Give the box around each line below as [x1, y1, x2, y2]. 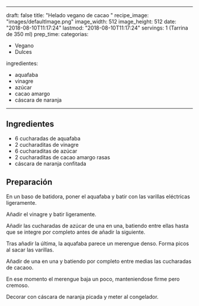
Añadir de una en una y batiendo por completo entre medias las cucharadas [6, 257, 191, 265]
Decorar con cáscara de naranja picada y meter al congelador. [6, 293, 159, 300]
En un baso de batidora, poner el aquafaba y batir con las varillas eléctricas [6, 193, 191, 200]
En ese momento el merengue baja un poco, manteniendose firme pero [6, 275, 180, 282]
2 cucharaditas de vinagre [14, 141, 79, 148]
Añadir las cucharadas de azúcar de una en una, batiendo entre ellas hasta [6, 222, 189, 229]
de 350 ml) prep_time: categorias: [6, 31, 89, 37]
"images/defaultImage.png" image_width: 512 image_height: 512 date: [6, 18, 176, 25]
